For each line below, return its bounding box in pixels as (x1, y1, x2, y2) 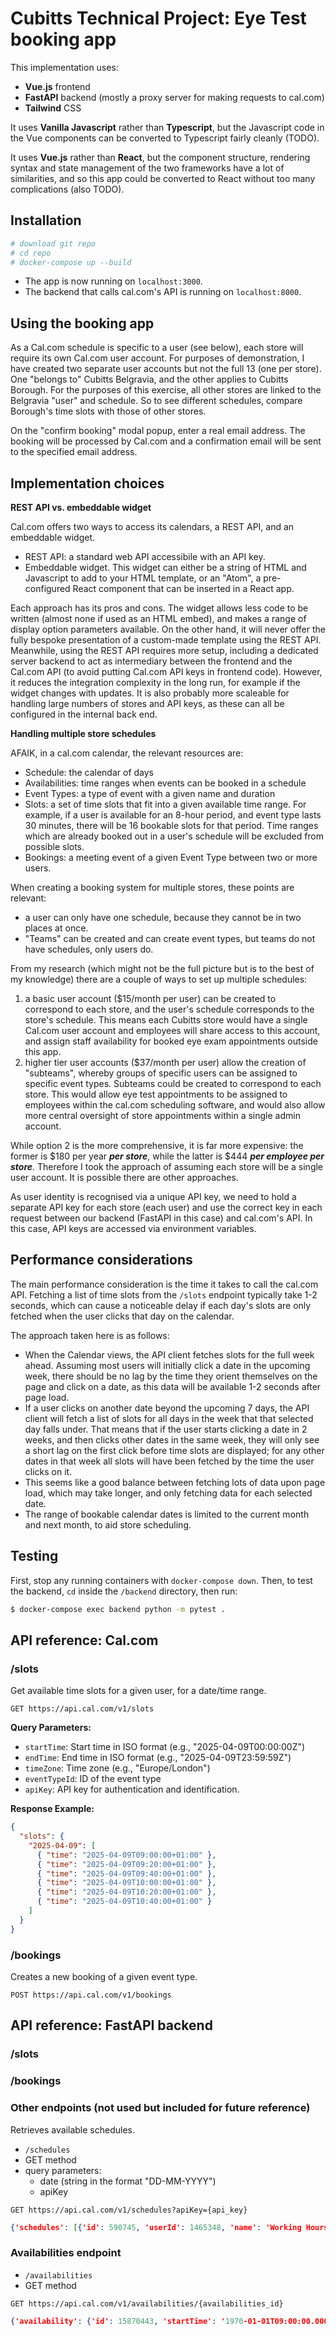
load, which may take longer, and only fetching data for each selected (24, 1487, 313, 1499)
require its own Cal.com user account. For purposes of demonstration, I (10, 352, 305, 364)
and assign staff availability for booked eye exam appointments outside (24, 1035, 318, 1047)
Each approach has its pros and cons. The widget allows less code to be (10, 602, 309, 614)
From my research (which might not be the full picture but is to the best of (10, 963, 315, 974)
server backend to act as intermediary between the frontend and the (10, 655, 293, 667)
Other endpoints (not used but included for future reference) (10, 2101, 311, 2115)
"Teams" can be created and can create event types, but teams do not (24, 933, 316, 944)
